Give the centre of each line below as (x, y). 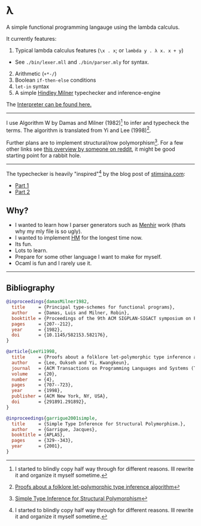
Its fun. (24, 244)
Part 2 (22, 192)
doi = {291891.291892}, (49, 402)
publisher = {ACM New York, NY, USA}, (60, 396)
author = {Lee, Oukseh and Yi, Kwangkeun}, (71, 363)
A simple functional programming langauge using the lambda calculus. (93, 27)
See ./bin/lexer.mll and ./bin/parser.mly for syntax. (82, 62)
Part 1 (22, 185)
